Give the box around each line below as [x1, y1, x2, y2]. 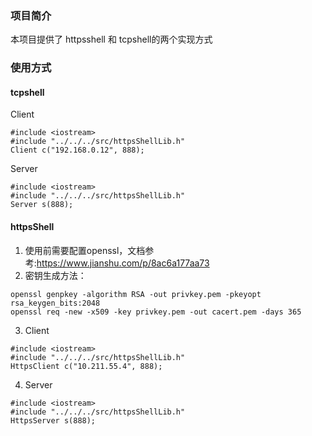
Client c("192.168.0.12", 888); [10, 145, 145, 156]
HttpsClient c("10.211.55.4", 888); [10, 361, 163, 371]
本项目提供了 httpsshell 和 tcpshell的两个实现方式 [10, 33, 213, 46]
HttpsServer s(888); [10, 415, 97, 426]
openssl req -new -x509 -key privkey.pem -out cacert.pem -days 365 [10, 307, 302, 317]
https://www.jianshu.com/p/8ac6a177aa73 [36, 257, 210, 269]
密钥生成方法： [24, 269, 87, 281]
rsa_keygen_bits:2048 [10, 298, 101, 308]
